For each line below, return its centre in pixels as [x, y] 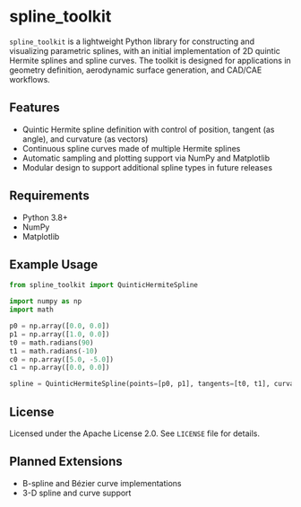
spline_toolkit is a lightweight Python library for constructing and [132, 41]
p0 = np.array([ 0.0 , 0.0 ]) [60, 326]
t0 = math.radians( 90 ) [52, 343]
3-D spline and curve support [77, 493]
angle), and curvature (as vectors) [85, 139]
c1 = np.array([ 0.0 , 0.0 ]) [60, 368]
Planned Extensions [66, 462]
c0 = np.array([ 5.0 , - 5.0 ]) [62, 359]
